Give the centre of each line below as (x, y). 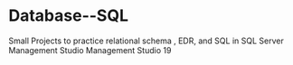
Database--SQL (68, 16)
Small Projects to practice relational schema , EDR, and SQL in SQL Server (146, 41)
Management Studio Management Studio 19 (90, 50)
